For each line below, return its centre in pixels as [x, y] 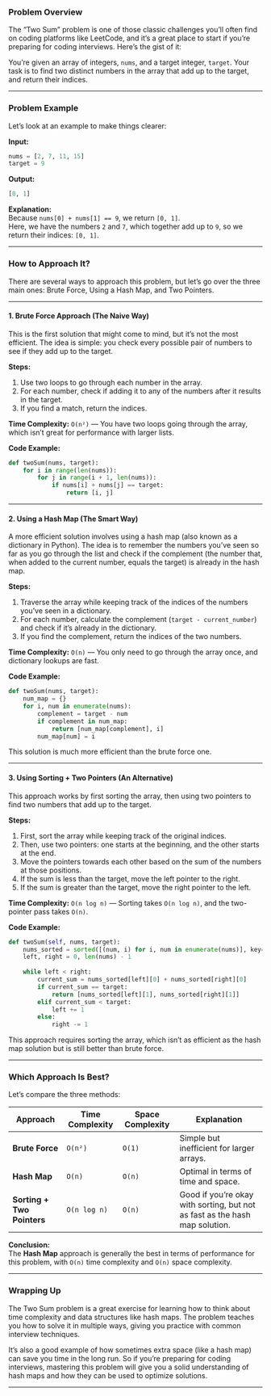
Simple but [200, 1138]
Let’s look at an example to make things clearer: [88, 126]
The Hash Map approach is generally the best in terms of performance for [132, 1254]
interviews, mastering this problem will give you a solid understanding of [129, 1367]
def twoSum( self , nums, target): [65, 942]
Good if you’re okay [217, 1195]
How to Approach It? [50, 263]
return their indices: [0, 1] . [54, 235]
